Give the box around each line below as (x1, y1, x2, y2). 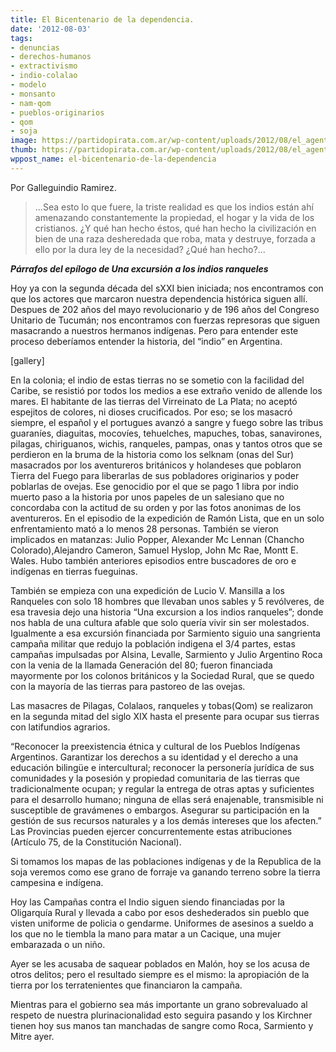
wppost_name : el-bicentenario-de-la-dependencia (10, 154, 217, 164)
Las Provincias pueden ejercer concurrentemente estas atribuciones (10, 825, 293, 837)
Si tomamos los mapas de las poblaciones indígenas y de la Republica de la (10, 855, 322, 867)
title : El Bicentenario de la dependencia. (10, 14, 195, 25)
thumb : (10, 145, 38, 155)
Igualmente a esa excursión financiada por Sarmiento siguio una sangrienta (10, 627, 321, 639)
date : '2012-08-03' (10, 24, 92, 34)
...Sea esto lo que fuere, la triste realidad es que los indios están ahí (34, 201, 314, 213)
